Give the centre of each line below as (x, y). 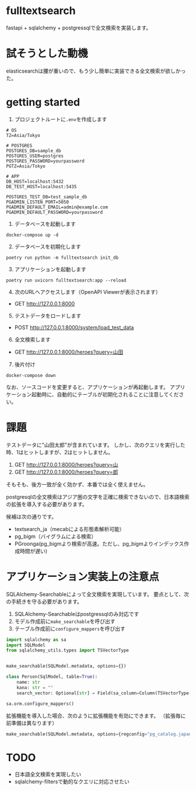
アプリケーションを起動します (50, 269)
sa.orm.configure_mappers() (40, 704)
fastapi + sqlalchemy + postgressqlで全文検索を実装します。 (79, 28)
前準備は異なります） (32, 723)
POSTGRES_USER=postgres (35, 156)
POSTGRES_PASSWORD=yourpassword (45, 161)
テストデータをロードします (48, 316)
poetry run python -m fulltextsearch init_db (62, 258)
